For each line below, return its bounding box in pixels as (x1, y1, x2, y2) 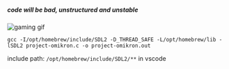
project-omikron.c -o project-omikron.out (25, 42, 151, 49)
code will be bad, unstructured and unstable (7, 6, 139, 14)
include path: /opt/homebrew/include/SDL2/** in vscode (7, 54, 166, 62)
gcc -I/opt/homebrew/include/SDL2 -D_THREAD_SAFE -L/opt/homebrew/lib (7, 36, 216, 43)
